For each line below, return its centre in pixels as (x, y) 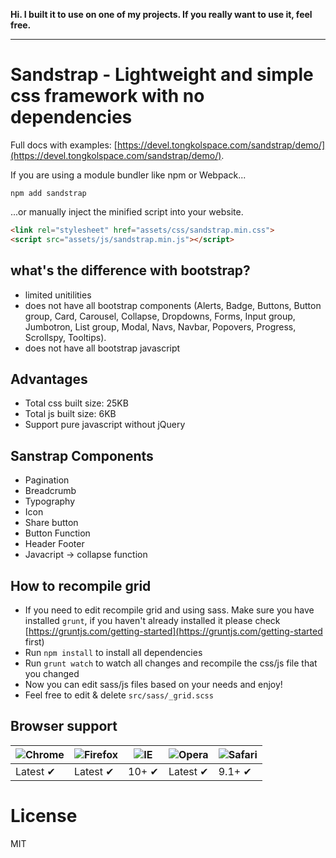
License (44, 815)
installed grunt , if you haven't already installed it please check (152, 620)
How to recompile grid (81, 585)
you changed (52, 673)
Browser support (64, 726)
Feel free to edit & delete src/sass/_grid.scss (119, 695)
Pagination (47, 480)
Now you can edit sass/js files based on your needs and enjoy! (153, 684)
